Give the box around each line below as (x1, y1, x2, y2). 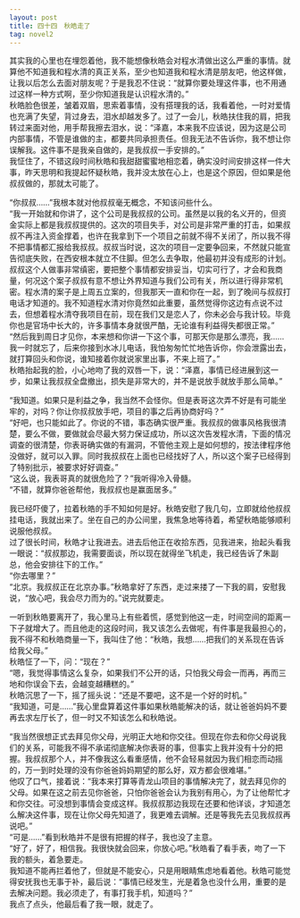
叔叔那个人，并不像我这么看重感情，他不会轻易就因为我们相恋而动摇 (32, 754, 283, 764)
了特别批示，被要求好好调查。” (9, 462, 119, 473)
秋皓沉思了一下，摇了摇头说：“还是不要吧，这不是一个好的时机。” (9, 690, 247, 701)
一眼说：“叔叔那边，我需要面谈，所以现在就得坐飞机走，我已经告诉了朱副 (9, 548, 279, 559)
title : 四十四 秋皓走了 (9, 21, 91, 30)
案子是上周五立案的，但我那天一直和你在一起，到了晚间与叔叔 (55, 287, 283, 298)
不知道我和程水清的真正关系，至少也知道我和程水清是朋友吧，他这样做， (24, 66, 291, 77)
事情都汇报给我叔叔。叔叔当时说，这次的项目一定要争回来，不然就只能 (24, 242, 283, 253)
